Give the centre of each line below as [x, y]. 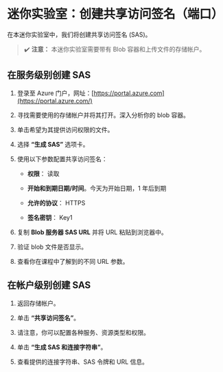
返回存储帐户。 [38, 303]
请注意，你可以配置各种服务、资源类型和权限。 [83, 332]
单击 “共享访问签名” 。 [48, 318]
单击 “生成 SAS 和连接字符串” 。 [62, 347]
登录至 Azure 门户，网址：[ [55, 93]
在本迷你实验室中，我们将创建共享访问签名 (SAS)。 [79, 34]
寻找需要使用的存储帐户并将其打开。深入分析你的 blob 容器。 [103, 115]
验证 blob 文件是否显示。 [52, 247]
